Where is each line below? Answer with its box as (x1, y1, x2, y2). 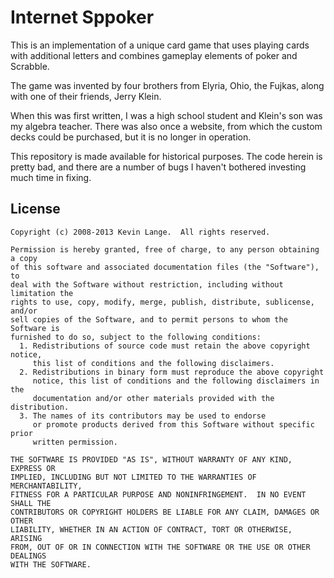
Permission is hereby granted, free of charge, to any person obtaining (10, 244, 320, 255)
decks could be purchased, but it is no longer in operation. (10, 131, 252, 143)
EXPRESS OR (10, 463, 56, 473)
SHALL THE (10, 498, 52, 508)
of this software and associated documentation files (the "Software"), (10, 262, 320, 272)
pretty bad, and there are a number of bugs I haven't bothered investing (10, 161, 307, 173)
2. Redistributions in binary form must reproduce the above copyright (19, 367, 325, 377)
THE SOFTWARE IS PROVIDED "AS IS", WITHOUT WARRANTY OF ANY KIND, (10, 454, 293, 465)
